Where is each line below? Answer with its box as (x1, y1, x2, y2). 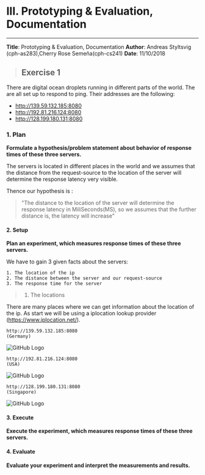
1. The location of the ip (6, 270, 75, 276)
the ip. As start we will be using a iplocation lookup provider (6, 310, 157, 317)
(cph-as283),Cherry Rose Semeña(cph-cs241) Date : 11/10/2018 (6, 50, 166, 57)
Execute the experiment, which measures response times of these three (6, 427, 193, 435)
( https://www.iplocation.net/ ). (6, 316, 81, 323)
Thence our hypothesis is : (6, 188, 73, 195)
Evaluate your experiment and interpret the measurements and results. (6, 462, 190, 469)
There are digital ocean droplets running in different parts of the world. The (6, 84, 195, 91)
